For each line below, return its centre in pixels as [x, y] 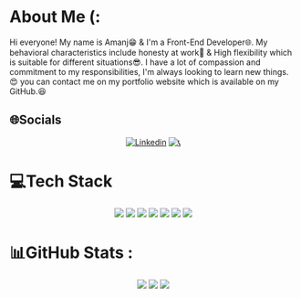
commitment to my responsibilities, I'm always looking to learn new [135, 71]
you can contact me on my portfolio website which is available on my [150, 81]
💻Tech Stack [61, 181]
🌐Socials [36, 120]
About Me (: [55, 17]
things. [276, 71]
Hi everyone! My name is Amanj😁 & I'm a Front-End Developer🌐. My [139, 42]
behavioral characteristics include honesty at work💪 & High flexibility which [151, 52]
